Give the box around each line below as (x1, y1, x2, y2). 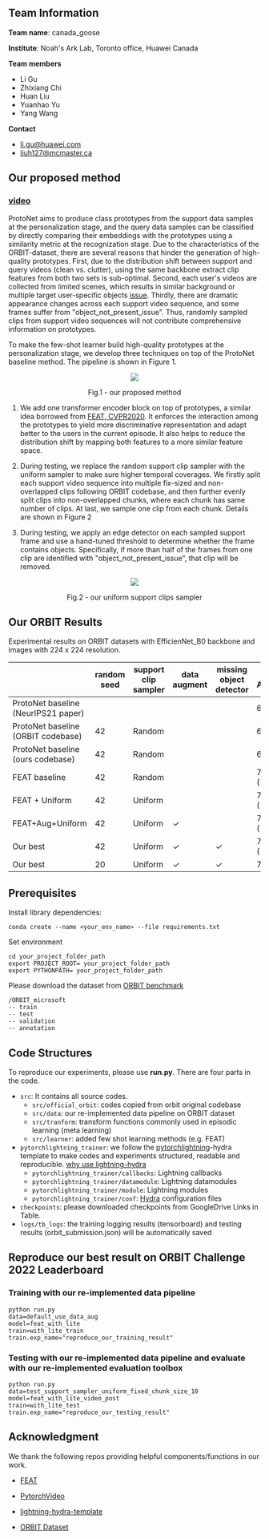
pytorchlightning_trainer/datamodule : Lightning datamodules (31, 1176, 238, 1186)
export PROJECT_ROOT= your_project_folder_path (8, 959, 171, 968)
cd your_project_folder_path (8, 953, 106, 961)
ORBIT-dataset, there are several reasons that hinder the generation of (8, 248, 241, 257)
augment (172, 679, 208, 690)
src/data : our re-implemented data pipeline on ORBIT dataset (31, 1108, 235, 1117)
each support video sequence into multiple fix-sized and (19, 478, 207, 487)
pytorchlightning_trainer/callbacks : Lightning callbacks (31, 1168, 223, 1177)
